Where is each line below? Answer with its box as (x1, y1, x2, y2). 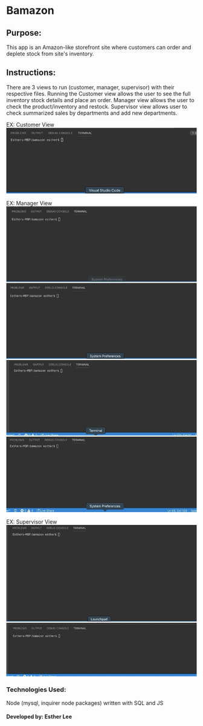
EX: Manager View (6, 200, 53, 207)
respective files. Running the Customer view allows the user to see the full (6, 90, 191, 97)
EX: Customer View (6, 121, 54, 128)
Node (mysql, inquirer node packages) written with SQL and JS (6, 699, 164, 707)
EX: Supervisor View (6, 518, 57, 525)
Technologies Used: (6, 686, 66, 694)
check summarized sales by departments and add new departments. (6, 109, 178, 117)
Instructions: (6, 68, 56, 78)
